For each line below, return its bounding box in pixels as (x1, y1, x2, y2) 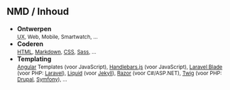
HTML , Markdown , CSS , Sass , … (16, 48, 97, 55)
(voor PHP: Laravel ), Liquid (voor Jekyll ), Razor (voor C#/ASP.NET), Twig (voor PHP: (16, 69, 222, 77)
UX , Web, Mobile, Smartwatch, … (16, 33, 99, 40)
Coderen (16, 39, 44, 48)
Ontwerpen (16, 24, 52, 33)
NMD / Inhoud (6, 6, 70, 18)
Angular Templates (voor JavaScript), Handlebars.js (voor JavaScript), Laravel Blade (16, 63, 223, 70)
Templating (16, 55, 52, 63)
